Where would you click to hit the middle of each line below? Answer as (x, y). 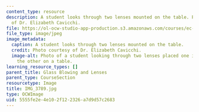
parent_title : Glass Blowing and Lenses (57, 72)
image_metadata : (26, 39)
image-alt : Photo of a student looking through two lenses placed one (100, 56)
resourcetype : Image (32, 84)
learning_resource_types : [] (42, 67)
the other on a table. (45, 61)
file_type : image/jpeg (34, 34)
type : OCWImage (25, 94)
